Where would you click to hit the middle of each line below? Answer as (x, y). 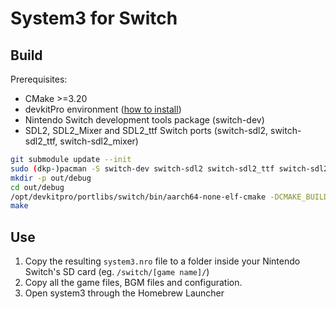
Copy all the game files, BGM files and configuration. (133, 283)
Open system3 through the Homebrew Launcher (124, 293)
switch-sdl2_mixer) (99, 141)
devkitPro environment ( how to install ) (103, 109)
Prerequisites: (39, 79)
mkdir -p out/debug (51, 178)
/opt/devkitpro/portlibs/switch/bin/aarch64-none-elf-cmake (138, 197)
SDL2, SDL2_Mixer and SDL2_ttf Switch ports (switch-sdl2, (146, 130)
